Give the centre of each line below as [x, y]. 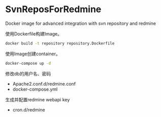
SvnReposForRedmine [53, 9]
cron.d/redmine [29, 109]
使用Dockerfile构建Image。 [34, 33]
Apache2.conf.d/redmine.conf [44, 84]
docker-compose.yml [35, 89]
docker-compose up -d [28, 63]
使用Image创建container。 [33, 54]
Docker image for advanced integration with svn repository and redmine [81, 23]
